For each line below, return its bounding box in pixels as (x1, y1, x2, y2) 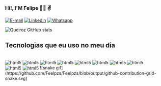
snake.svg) (5, 75, 27, 82)
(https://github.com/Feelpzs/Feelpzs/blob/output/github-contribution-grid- (5, 70, 157, 76)
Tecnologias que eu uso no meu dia (5, 41, 115, 49)
